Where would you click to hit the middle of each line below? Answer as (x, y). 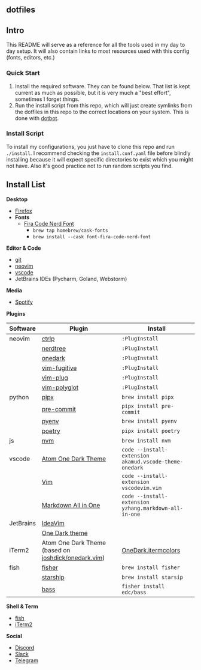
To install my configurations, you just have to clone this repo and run (91, 146)
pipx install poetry (151, 431)
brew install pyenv (150, 421)
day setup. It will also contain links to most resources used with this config (98, 51)
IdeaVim (53, 523)
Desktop (17, 199)
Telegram (27, 660)
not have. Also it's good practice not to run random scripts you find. (90, 166)
